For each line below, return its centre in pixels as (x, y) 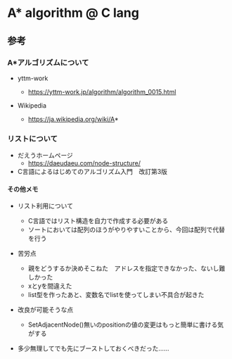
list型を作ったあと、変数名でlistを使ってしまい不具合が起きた (116, 295)
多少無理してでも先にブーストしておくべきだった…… (94, 348)
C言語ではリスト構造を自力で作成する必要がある (98, 221)
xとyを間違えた (50, 286)
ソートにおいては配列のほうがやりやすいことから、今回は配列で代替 (126, 229)
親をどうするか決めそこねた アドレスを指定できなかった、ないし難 (127, 268)
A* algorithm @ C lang (73, 13)
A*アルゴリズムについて (48, 63)
